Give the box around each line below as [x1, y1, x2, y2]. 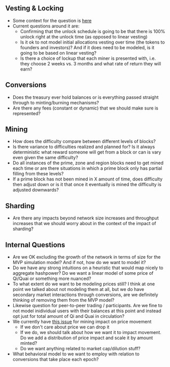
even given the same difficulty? [12, 155, 79, 161]
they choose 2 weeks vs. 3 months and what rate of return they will [20, 60, 161, 66]
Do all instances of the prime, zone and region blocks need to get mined [12, 160, 164, 166]
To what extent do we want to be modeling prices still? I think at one [12, 281, 155, 287]
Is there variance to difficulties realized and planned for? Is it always [12, 144, 155, 150]
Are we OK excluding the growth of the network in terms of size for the [12, 254, 161, 260]
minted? [20, 340, 37, 346]
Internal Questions [5, 240, 65, 249]
